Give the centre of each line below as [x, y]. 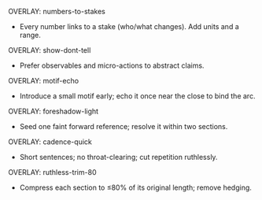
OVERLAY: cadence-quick [50, 142]
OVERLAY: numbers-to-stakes [57, 11]
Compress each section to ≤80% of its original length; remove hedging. [135, 187]
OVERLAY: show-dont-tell [50, 50]
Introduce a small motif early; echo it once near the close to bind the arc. [137, 96]
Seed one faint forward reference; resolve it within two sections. [124, 126]
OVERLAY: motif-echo [44, 81]
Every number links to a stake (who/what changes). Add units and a [129, 26]
